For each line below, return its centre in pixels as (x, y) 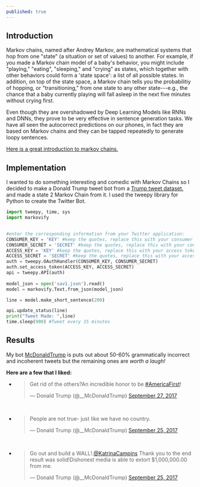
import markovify (28, 218)
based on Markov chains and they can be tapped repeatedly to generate (95, 131)
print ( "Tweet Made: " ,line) (41, 316)
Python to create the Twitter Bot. (46, 201)
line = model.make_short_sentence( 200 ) (56, 300)
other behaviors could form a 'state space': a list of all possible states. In (95, 76)
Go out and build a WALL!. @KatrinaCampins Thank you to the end (110, 453)
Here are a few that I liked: (39, 372)
